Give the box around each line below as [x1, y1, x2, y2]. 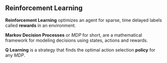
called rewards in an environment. [5, 22, 76, 28]
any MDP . [5, 52, 26, 58]
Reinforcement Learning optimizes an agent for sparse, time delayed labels [5, 17, 162, 23]
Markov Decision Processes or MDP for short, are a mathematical [5, 32, 142, 38]
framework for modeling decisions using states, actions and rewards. [5, 37, 148, 43]
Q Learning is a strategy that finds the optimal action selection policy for [5, 47, 155, 53]
